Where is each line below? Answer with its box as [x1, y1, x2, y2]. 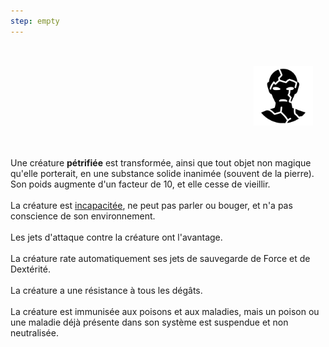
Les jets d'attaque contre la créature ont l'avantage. [10, 231, 223, 243]
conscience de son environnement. [10, 210, 156, 222]
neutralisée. [10, 326, 59, 339]
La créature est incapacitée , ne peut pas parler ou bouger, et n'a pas [10, 199, 293, 211]
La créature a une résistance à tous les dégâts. [10, 284, 203, 296]
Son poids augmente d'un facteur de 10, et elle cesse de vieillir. [10, 178, 271, 190]
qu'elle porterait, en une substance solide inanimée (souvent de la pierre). [10, 167, 315, 179]
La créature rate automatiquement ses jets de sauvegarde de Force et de [10, 252, 311, 264]
